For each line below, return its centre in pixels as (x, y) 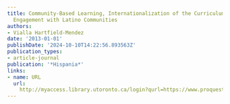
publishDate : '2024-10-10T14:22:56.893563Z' (72, 45)
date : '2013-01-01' (35, 39)
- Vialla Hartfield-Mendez (46, 32)
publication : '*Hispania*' (46, 64)
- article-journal (33, 58)
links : (16, 70)
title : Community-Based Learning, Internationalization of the (99, 13)
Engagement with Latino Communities (65, 20)
